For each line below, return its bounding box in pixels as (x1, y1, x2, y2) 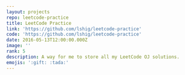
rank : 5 (6, 48, 26, 54)
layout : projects (6, 8, 50, 15)
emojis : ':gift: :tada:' (6, 59, 69, 65)
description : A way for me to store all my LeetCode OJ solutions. (6, 54, 180, 60)
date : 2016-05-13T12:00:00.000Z (6, 37, 88, 43)
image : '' (6, 43, 31, 49)
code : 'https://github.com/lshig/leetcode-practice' (6, 31, 142, 37)
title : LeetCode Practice (6, 20, 71, 26)
